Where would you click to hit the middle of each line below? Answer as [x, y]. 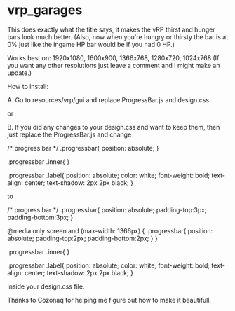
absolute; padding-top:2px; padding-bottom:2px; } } [82, 238]
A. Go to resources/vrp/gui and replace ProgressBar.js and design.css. [109, 99]
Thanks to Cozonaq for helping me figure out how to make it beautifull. [109, 300]
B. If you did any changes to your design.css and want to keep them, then [114, 127]
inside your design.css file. [46, 286]
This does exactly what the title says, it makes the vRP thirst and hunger [111, 29]
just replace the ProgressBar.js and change [69, 134]
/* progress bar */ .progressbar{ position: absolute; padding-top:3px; [107, 209]
